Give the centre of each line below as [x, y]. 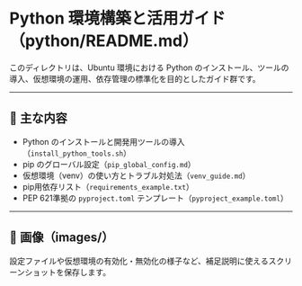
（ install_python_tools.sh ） [77, 153]
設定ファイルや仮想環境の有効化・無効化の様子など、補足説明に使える [139, 261]
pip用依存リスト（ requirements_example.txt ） [108, 186]
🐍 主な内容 [38, 118]
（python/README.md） [104, 41]
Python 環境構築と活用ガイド [118, 18]
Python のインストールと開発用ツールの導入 [103, 141]
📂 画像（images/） [62, 238]
